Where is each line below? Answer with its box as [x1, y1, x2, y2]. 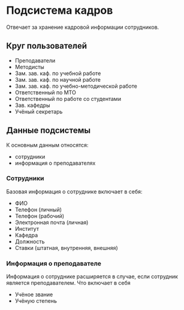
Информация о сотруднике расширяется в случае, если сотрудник [6, 273, 179, 280]
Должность [14, 238, 45, 245]
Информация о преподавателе [6, 259, 102, 267]
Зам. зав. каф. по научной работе [14, 76, 101, 83]
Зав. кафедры [14, 102, 50, 109]
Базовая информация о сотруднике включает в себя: [6, 187, 143, 195]
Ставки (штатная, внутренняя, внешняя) [14, 244, 118, 251]
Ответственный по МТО [14, 88, 76, 96]
